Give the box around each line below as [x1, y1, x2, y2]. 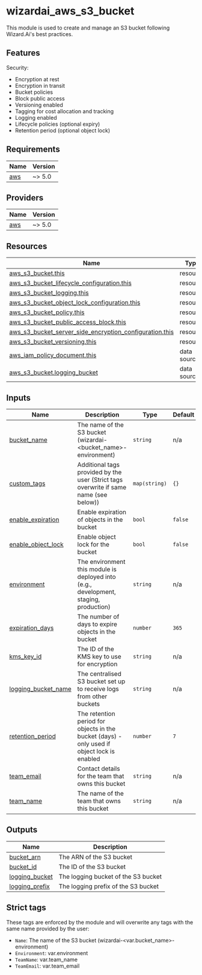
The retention [77, 710, 115, 717]
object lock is [77, 747, 115, 755]
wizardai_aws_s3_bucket [6, 4, 135, 18]
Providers [6, 193, 44, 203]
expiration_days [9, 624, 54, 632]
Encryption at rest [14, 75, 60, 82]
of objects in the [77, 516, 123, 524]
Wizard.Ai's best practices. [6, 30, 73, 37]
